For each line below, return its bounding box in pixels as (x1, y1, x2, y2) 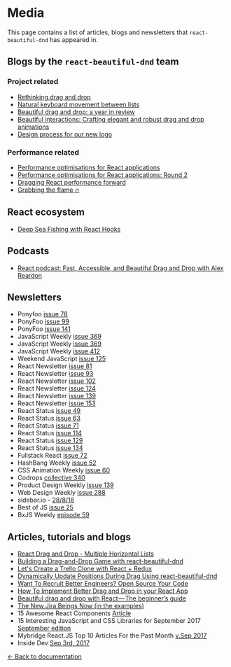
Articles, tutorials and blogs (7, 531, 132, 543)
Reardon (17, 271, 43, 279)
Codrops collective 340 (17, 474, 85, 482)
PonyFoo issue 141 (17, 325, 71, 333)
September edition (17, 624, 71, 633)
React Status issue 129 (17, 436, 83, 445)
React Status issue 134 (17, 444, 83, 452)
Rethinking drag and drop (17, 92, 91, 101)
